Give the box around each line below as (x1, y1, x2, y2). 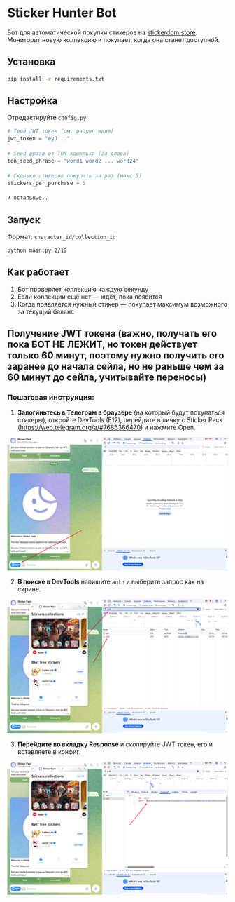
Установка (7, 56, 56, 68)
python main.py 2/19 (7, 247, 68, 254)
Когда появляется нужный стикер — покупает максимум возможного (17, 299, 227, 308)
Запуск (7, 214, 41, 226)
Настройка (7, 95, 58, 107)
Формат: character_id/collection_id (7, 233, 116, 241)
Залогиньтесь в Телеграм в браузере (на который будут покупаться (17, 408, 225, 417)
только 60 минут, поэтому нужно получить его (7, 349, 225, 362)
